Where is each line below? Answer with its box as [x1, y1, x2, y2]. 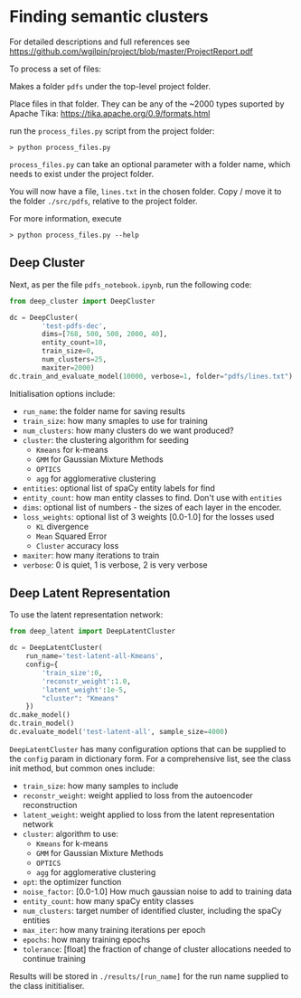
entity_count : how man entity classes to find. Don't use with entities [22, 492, 283, 503]
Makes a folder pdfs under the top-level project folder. [9, 80, 211, 91]
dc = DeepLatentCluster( [9, 644, 103, 653]
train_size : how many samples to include [22, 780, 179, 791]
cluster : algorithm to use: [22, 828, 119, 839]
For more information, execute [9, 212, 122, 223]
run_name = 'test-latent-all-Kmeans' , [25, 652, 165, 661]
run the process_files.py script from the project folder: [9, 125, 215, 137]
